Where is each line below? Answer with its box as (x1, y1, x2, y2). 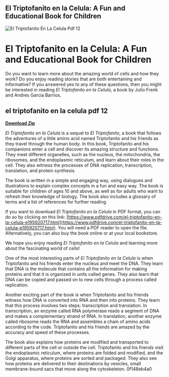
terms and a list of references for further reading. (5, 199, 107, 205)
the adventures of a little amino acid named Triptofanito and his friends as (5, 135, 159, 141)
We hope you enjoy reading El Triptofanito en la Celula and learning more (5, 240, 158, 246)
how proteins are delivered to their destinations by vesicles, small (5, 360, 141, 366)
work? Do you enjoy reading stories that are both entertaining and (5, 76, 142, 82)
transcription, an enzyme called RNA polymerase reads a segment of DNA (5, 308, 159, 314)
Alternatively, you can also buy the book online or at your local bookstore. (5, 230, 158, 236)
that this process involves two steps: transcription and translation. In (5, 302, 147, 308)
